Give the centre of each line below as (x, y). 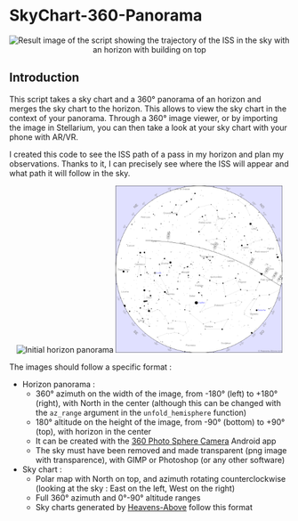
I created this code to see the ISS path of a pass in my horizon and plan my (147, 154)
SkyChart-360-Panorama (106, 16)
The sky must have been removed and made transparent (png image (161, 450)
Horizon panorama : (58, 384)
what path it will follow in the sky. (70, 173)
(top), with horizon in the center (93, 431)
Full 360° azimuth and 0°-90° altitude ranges (118, 497)
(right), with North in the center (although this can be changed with (158, 403)
